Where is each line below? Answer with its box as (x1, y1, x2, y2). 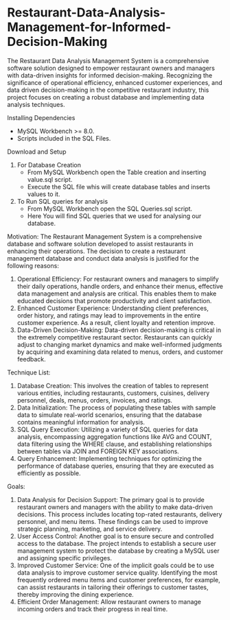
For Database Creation (16, 160, 81, 169)
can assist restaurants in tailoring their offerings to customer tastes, (16, 583, 209, 591)
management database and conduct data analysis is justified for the (7, 254, 199, 262)
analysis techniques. (7, 100, 65, 108)
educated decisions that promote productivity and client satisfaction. (16, 296, 212, 305)
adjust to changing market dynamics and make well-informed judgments (16, 340, 222, 348)
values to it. (27, 190, 60, 198)
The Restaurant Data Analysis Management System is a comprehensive (7, 56, 209, 64)
